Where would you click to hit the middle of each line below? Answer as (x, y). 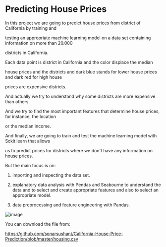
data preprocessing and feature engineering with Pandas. (71, 205)
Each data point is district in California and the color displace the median (79, 62)
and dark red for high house (34, 77)
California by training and (31, 28)
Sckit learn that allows (28, 141)
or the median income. (28, 126)
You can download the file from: (38, 224)
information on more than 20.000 (39, 43)
